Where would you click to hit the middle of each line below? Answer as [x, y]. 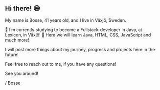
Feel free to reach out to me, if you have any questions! [61, 64]
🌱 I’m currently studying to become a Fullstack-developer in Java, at [74, 30]
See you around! [22, 73]
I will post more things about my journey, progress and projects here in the [80, 49]
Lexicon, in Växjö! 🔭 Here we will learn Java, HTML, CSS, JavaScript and [78, 35]
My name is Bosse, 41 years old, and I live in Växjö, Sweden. [66, 20]
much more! [17, 40]
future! [12, 54]
